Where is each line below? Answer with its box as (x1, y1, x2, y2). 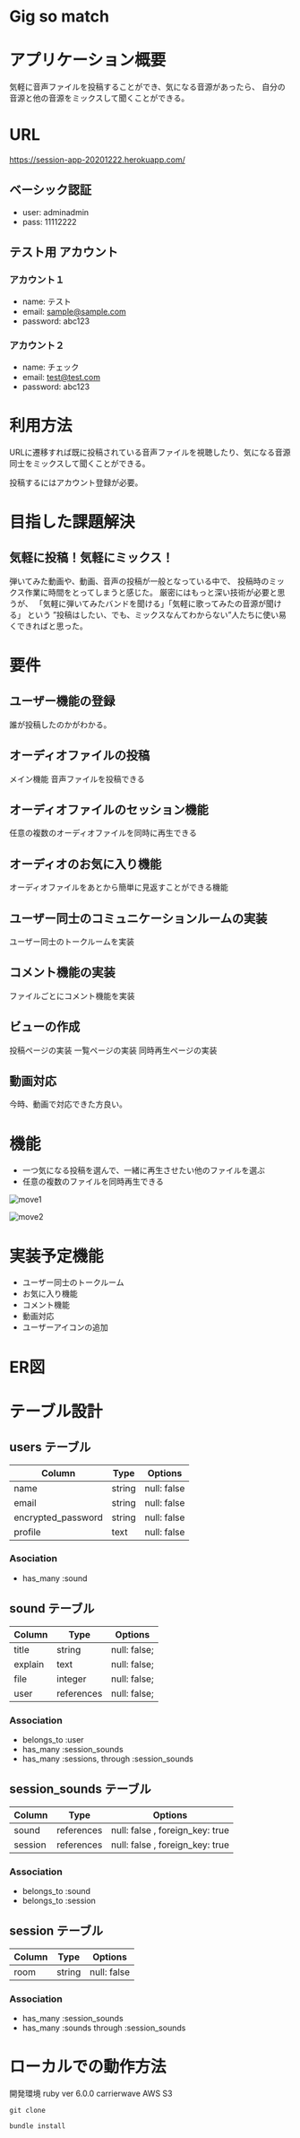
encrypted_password (13, 1511, 103, 1524)
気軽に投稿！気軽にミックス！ (9, 550, 175, 566)
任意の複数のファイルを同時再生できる (21, 1177, 164, 1187)
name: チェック (21, 361, 80, 372)
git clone (9, 2106, 47, 2116)
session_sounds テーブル (9, 1782, 151, 1797)
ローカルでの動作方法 (9, 2056, 167, 2077)
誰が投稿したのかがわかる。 (9, 719, 112, 730)
